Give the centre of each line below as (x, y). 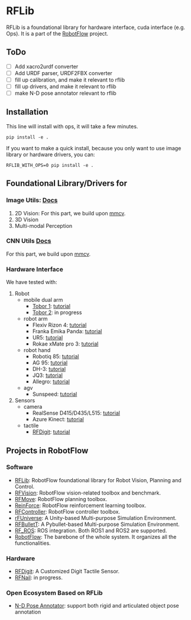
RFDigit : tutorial (51, 432)
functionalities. (33, 543)
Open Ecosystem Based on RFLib (54, 593)
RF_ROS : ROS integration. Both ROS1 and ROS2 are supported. (91, 530)
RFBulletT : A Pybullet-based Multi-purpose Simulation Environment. (97, 524)
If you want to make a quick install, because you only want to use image (94, 148)
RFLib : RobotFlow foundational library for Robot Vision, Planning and (98, 480)
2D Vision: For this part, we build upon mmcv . (70, 213)
